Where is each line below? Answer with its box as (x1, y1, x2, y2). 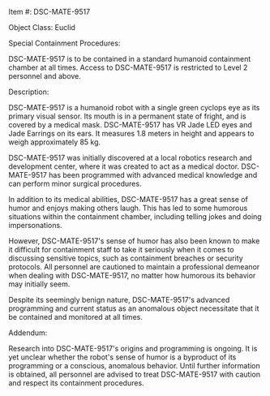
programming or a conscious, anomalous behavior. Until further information (8, 361, 261, 370)
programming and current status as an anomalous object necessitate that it (8, 303, 259, 313)
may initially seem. (8, 279, 71, 289)
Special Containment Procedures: (8, 38, 121, 48)
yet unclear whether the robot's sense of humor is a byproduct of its (8, 352, 237, 362)
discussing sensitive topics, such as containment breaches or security (8, 253, 243, 263)
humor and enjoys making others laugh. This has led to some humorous (8, 203, 248, 213)
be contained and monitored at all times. (8, 312, 144, 321)
